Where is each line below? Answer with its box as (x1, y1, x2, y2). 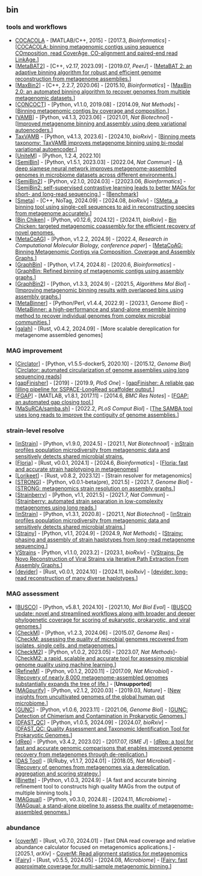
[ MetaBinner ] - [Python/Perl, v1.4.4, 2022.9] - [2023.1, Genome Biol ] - (14, 299, 188, 306)
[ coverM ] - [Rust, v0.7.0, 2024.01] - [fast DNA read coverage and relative (14, 837, 196, 844)
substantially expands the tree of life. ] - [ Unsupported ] (14, 680, 152, 687)
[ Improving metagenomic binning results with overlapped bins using (14, 286, 184, 294)
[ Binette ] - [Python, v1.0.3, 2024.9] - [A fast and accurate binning (14, 776, 177, 783)
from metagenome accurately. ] (14, 209, 92, 216)
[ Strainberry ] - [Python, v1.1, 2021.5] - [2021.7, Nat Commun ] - (14, 491, 170, 499)
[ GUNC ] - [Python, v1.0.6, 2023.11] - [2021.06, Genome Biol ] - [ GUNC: (14, 705, 188, 713)
